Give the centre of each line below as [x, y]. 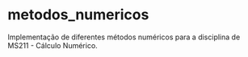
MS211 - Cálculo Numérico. [53, 45]
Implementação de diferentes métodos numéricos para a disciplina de [124, 37]
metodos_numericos [78, 15]
